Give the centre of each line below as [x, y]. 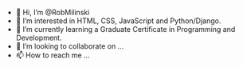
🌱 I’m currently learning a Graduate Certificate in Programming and [125, 29]
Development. [39, 37]
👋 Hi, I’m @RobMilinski [53, 12]
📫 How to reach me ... [53, 55]
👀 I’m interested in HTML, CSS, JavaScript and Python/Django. [118, 21]
